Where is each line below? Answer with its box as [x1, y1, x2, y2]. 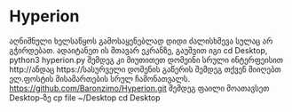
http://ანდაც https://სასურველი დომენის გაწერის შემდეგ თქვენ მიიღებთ [9, 64, 281, 75]
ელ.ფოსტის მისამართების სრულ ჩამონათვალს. [9, 73, 191, 84]
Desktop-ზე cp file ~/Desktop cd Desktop [9, 92, 162, 103]
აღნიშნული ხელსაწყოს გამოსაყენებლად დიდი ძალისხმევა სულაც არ [9, 36, 273, 46]
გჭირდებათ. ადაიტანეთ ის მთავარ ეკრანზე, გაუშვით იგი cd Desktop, [9, 44, 268, 55]
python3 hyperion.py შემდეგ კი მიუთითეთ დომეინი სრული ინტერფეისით [9, 54, 284, 65]
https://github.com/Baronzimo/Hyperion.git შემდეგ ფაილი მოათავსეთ [9, 83, 270, 93]
